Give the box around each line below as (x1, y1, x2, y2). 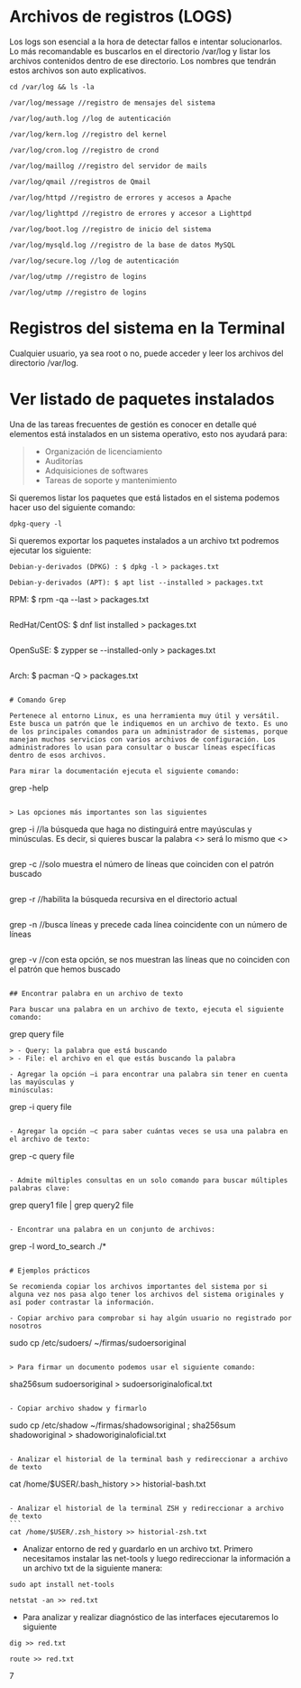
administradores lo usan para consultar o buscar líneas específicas (9, 742, 277, 751)
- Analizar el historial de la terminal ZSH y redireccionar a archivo (9, 1504, 284, 1513)
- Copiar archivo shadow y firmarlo (9, 1404, 147, 1413)
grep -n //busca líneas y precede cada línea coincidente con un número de (9, 919, 287, 929)
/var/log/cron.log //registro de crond (9, 145, 160, 154)
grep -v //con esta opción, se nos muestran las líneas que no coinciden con (9, 954, 290, 965)
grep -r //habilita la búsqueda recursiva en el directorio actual (9, 893, 238, 904)
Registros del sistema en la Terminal (9, 318, 286, 339)
